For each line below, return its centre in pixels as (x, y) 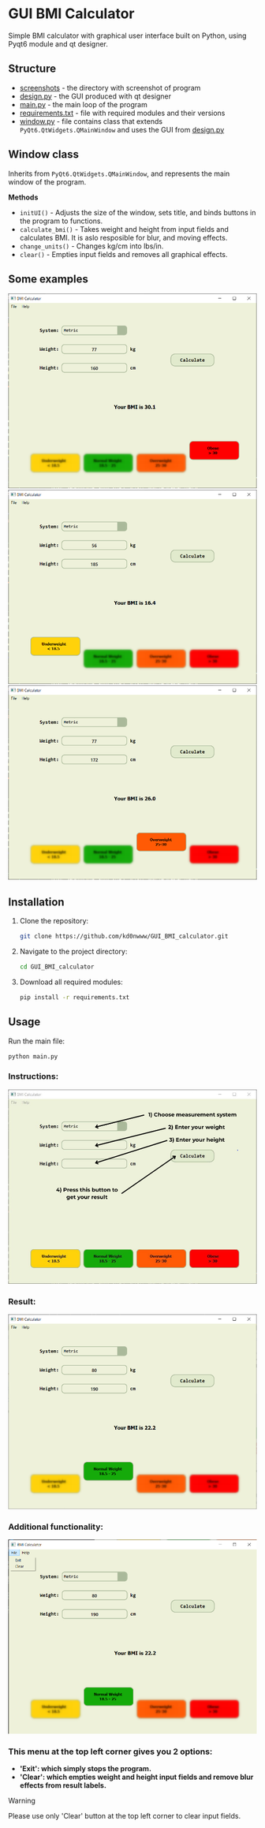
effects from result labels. (63, 1785)
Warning (22, 1800)
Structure (32, 69)
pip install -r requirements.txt (75, 997)
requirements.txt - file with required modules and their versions (122, 113)
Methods (23, 197)
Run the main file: (37, 1041)
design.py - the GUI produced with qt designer (95, 96)
